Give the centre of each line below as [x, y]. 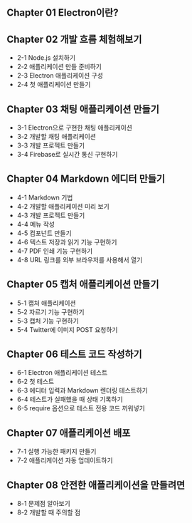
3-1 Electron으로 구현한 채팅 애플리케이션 [75, 128]
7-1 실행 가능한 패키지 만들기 [57, 452]
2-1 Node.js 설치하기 [46, 58]
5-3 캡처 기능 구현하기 [48, 321]
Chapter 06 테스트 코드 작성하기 [75, 354]
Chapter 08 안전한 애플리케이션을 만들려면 [96, 485]
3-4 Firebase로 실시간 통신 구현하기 [67, 155]
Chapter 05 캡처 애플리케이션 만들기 [83, 285]
